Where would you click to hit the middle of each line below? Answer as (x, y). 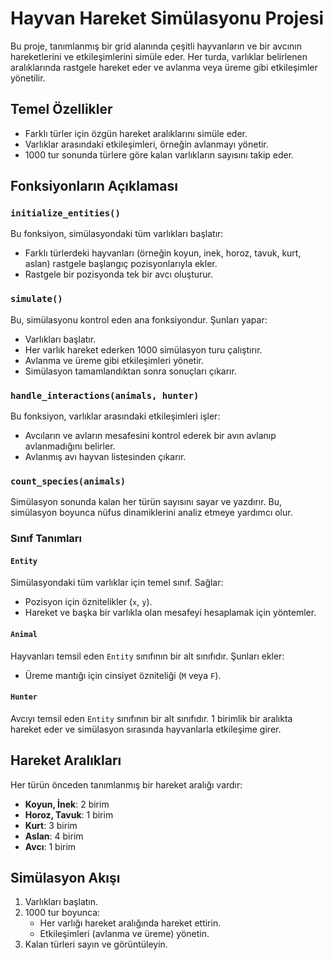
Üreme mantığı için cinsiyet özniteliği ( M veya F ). (123, 675)
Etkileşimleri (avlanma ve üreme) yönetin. (124, 934)
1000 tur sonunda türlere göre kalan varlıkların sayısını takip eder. (159, 154)
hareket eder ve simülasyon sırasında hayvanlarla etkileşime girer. (146, 729)
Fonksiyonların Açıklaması (94, 186)
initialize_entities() (65, 213)
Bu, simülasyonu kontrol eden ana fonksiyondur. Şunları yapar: (139, 319)
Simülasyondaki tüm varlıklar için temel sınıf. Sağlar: (117, 583)
